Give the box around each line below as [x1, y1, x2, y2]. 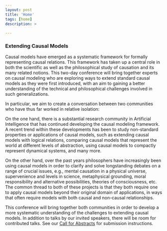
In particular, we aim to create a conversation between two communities [5, 101, 154, 107]
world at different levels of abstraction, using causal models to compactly [5, 142, 156, 148]
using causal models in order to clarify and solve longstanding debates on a [5, 163, 161, 169]
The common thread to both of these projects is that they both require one [5, 184, 158, 190]
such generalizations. [5, 91, 49, 97]
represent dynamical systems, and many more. [5, 148, 102, 154]
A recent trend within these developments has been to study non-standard [5, 126, 159, 133]
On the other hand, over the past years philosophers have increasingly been [5, 157, 162, 163]
